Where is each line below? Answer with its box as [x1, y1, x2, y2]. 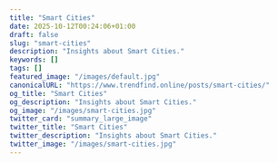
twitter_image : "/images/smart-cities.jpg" [9, 139, 177, 149]
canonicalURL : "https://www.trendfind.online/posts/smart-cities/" [9, 81, 271, 90]
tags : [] [9, 64, 43, 73]
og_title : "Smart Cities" [9, 89, 107, 98]
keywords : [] [9, 55, 59, 64]
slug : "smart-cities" [9, 38, 92, 48]
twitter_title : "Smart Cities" [9, 123, 128, 132]
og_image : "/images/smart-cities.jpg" [9, 106, 156, 115]
